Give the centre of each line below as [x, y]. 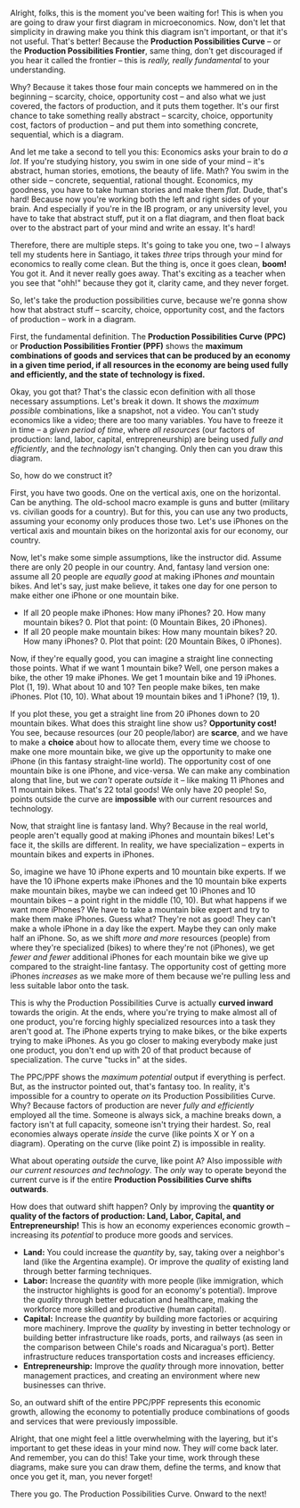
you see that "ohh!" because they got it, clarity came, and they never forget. [150, 283]
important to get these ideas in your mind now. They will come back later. [144, 1448]
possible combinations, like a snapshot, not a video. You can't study [134, 411]
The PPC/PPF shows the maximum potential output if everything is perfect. [148, 1077]
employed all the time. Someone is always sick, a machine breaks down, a [146, 1115]
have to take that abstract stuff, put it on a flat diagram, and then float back [147, 218]
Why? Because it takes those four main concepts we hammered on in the [144, 87]
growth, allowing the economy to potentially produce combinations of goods [150, 1412]
